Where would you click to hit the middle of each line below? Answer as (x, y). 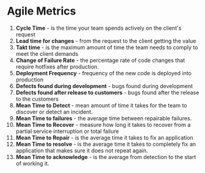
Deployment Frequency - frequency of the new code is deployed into (103, 73)
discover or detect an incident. (54, 112)
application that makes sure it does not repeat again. (82, 151)
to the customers (37, 99)
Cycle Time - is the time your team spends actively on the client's (99, 28)
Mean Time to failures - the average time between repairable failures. (104, 118)
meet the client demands (47, 53)
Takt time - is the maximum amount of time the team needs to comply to (107, 47)
